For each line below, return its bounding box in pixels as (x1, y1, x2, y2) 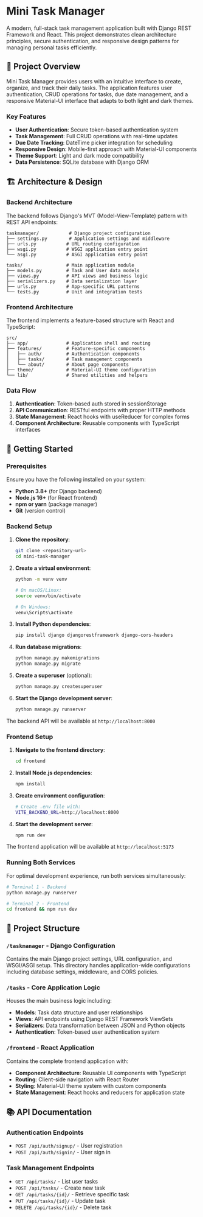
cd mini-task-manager (15, 553, 70, 559)
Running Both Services (6, 858, 76, 867)
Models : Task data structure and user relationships (15, 1009, 143, 1016)
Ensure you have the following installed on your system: (6, 476, 146, 483)
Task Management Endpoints (6, 1164, 95, 1173)
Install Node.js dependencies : (15, 769, 92, 776)
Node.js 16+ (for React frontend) (15, 494, 97, 502)
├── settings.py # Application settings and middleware (6, 236, 170, 242)
